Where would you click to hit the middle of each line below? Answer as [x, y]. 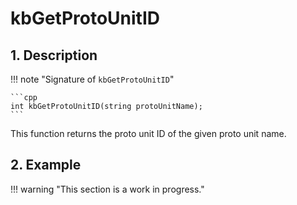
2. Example [46, 165]
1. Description [54, 55]
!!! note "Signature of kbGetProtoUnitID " [92, 79]
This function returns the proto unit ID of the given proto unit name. [148, 133]
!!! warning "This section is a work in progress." [107, 189]
